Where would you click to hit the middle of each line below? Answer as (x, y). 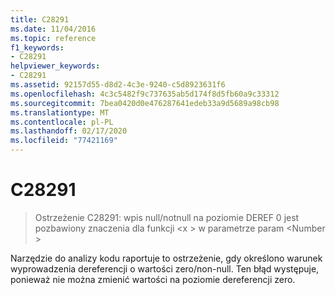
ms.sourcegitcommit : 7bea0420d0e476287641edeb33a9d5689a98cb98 (145, 103)
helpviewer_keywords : (55, 66)
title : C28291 (40, 19)
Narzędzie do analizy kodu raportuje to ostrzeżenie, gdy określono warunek (166, 258)
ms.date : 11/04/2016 (53, 29)
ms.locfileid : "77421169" (64, 141)
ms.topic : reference (53, 38)
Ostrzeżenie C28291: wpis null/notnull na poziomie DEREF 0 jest (167, 217)
